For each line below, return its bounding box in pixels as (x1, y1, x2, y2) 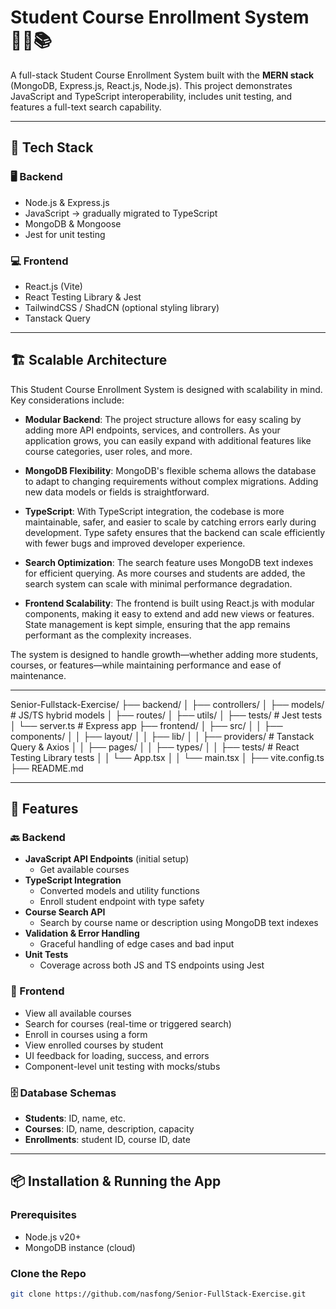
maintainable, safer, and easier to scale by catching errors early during (24, 516, 317, 528)
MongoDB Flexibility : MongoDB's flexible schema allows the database (24, 464, 317, 476)
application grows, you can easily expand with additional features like (24, 434, 312, 446)
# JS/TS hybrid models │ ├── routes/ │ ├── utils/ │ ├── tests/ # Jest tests (10, 709, 323, 721)
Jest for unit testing (24, 228, 106, 240)
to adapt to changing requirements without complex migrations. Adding (24, 475, 319, 487)
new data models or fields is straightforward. (24, 486, 210, 498)
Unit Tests (24, 949, 69, 961)
